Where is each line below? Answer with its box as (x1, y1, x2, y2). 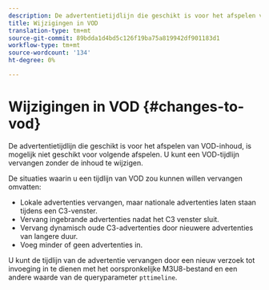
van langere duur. (19, 231, 78, 240)
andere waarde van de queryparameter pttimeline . (8, 272, 178, 282)
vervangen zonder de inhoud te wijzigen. (8, 157, 144, 168)
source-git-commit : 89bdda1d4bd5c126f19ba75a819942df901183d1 (8, 34, 220, 42)
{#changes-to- (143, 97, 245, 116)
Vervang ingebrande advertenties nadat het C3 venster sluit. (19, 214, 220, 224)
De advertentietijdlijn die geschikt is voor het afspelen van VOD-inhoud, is (8, 141, 252, 150)
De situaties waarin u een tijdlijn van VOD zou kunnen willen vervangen (8, 173, 243, 183)
